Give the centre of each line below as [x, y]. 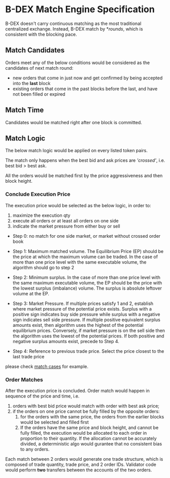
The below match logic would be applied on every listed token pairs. [77, 151]
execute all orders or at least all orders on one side [65, 220]
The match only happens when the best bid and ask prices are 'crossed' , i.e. [85, 160]
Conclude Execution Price [38, 194]
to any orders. [35, 449]
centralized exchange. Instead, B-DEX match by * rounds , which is [74, 29]
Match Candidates [35, 50]
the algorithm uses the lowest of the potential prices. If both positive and [88, 336]
